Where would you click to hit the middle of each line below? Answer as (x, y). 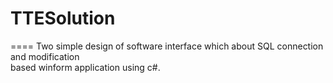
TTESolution (63, 18)
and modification (45, 56)
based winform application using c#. (85, 67)
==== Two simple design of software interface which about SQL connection (167, 46)
